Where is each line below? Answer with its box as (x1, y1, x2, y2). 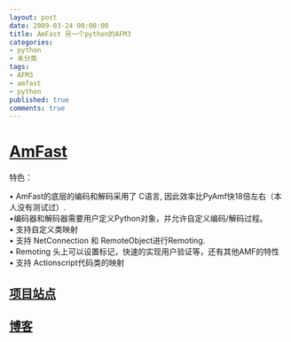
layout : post (9, 12, 58, 22)
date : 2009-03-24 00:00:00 (9, 21, 109, 30)
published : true (9, 95, 69, 105)
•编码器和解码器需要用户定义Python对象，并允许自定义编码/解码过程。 (9, 214, 268, 224)
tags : (9, 63, 29, 72)
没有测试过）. (16, 202, 67, 213)
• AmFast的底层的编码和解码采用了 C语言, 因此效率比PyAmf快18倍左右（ (9, 191, 274, 202)
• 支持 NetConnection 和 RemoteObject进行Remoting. (9, 236, 206, 246)
